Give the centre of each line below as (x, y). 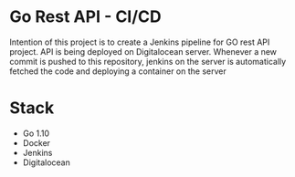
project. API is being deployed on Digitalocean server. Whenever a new (143, 51)
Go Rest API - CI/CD (85, 17)
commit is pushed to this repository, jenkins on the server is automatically (148, 61)
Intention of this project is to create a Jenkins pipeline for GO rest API (140, 42)
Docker (37, 142)
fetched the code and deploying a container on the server (118, 71)
